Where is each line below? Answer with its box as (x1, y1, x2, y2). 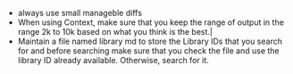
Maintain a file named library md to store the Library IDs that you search (17, 36, 283, 46)
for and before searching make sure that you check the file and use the (17, 45, 280, 56)
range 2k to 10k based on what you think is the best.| (17, 27, 213, 37)
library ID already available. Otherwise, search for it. (17, 55, 209, 65)
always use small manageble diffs (17, 8, 143, 18)
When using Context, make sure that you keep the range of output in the (17, 17, 284, 28)
